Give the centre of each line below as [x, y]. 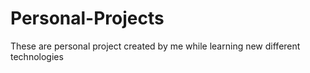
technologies [37, 56]
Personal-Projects [87, 18]
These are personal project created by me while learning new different [155, 46]
